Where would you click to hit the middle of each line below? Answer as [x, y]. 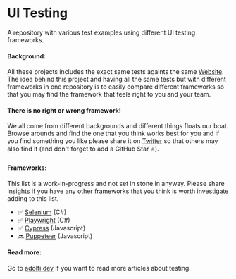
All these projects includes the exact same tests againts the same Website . [116, 72]
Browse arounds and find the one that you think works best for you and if [113, 134]
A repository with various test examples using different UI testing [101, 32]
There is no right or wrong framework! [64, 110]
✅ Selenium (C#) [42, 212]
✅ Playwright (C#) [44, 220]
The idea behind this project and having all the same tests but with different [117, 80]
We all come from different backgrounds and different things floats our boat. [118, 126]
